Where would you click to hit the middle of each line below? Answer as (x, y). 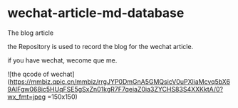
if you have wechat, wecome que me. (62, 60)
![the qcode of (29, 74)
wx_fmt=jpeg (27, 97)
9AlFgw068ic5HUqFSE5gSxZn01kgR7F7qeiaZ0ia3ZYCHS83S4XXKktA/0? (115, 89)
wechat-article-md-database (96, 13)
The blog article (31, 33)
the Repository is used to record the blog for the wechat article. (100, 46)
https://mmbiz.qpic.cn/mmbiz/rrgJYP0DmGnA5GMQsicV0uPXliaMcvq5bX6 (120, 81)
